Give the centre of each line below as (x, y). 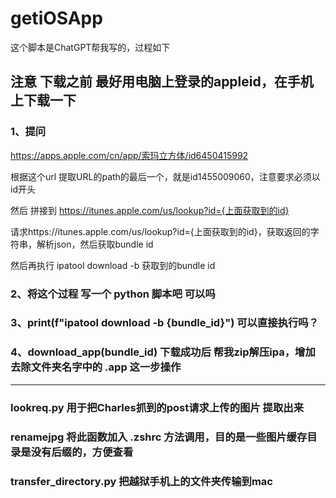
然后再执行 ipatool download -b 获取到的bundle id (113, 265)
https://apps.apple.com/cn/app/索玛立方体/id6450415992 (129, 155)
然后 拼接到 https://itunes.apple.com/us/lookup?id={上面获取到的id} (150, 210)
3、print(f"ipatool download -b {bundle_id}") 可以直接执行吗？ (165, 323)
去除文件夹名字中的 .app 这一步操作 (96, 367)
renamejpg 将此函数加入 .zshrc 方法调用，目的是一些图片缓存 (159, 437)
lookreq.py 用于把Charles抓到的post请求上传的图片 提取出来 (157, 407)
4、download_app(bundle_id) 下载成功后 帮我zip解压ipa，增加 (163, 352)
